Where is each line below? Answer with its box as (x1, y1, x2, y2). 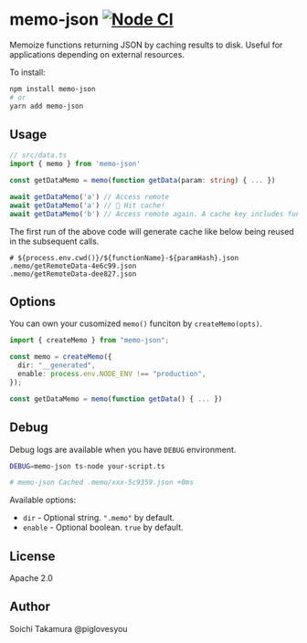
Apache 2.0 (9, 573, 53, 584)
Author (9, 599, 50, 615)
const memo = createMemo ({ (9, 353, 112, 362)
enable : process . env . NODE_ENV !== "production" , (17, 370, 206, 379)
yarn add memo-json (9, 101, 84, 111)
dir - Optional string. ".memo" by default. (22, 512, 175, 523)
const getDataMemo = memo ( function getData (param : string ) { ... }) (9, 176, 276, 185)
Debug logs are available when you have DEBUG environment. (9, 444, 237, 455)
